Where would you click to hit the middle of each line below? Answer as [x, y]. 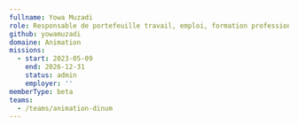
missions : [27, 51]
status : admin [51, 75]
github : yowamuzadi [45, 34]
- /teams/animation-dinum [65, 108]
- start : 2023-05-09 [55, 59]
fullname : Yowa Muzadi [51, 17]
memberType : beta [41, 91]
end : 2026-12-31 [55, 67]
